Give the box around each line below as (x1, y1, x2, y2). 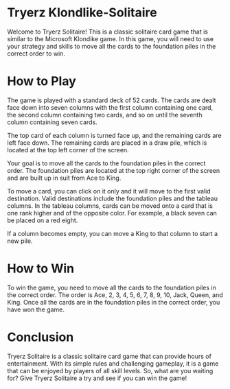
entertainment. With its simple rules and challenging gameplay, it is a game (7, 359, 219, 368)
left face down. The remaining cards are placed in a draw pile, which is (7, 139, 207, 147)
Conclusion (7, 329, 74, 344)
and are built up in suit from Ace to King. (7, 174, 122, 182)
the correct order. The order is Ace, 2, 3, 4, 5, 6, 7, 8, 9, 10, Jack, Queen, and (7, 290, 223, 299)
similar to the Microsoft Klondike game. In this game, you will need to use (7, 34, 214, 43)
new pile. (7, 237, 33, 245)
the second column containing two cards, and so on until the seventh (7, 110, 203, 119)
